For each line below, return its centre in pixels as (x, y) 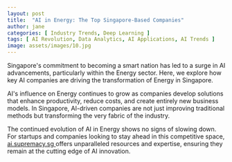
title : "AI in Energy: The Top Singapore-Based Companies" (96, 20)
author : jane (26, 26)
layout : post (26, 13)
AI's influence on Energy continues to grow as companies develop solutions (115, 93)
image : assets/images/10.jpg (49, 46)
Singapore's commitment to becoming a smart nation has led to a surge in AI (116, 65)
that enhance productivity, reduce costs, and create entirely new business (113, 101)
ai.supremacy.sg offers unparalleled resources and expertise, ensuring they (115, 144)
